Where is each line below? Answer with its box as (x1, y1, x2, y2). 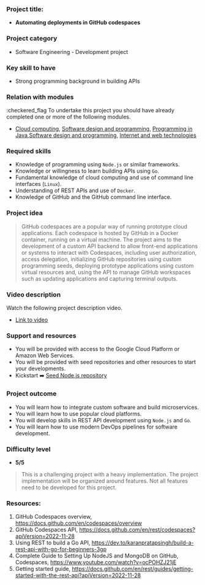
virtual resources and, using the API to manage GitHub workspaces (21, 268, 191, 276)
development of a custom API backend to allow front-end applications (21, 242, 198, 250)
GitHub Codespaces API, (15, 526, 78, 533)
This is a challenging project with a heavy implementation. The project (21, 470, 199, 478)
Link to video (15, 316, 48, 323)
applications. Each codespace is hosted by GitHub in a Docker (21, 229, 179, 236)
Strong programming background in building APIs (15, 77, 140, 85)
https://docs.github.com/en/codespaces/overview (15, 519, 143, 527)
